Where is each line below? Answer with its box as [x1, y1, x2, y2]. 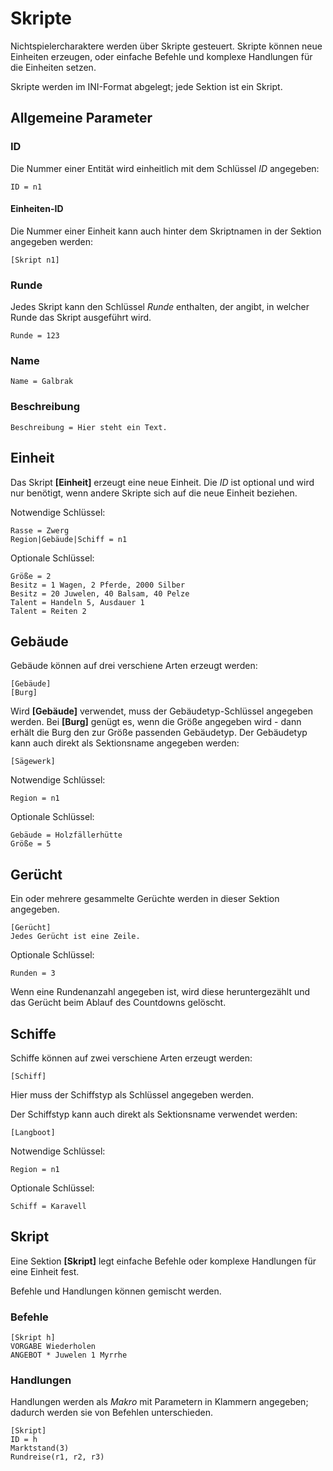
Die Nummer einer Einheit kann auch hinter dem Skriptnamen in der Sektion [10, 225, 322, 237]
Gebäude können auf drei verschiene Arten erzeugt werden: [10, 660, 258, 672]
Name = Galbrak [10, 377, 74, 387]
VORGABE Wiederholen [10, 1342, 97, 1352]
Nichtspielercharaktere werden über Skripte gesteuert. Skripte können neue [10, 40, 323, 52]
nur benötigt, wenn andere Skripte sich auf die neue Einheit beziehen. [10, 487, 298, 499]
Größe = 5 [10, 839, 52, 849]
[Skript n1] [10, 255, 60, 265]
